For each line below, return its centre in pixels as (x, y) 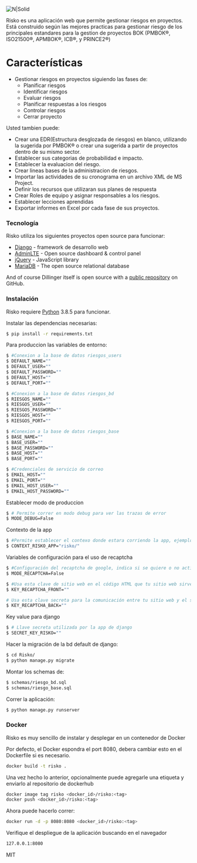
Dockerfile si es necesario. (38, 755)
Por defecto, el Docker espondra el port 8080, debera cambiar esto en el (94, 749)
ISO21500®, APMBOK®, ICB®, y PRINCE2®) (58, 39)
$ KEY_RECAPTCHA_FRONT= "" (38, 589)
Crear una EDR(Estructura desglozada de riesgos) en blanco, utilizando (101, 139)
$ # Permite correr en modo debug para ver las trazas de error (86, 513)
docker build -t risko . (36, 766)
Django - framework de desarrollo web (61, 247)
